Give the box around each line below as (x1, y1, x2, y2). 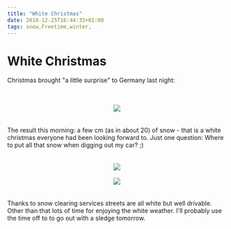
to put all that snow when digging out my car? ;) (7, 141, 144, 150)
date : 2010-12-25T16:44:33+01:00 (7, 17, 104, 24)
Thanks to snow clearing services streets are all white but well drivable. (7, 199, 212, 207)
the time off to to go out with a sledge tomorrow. (7, 214, 146, 223)
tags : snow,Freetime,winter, (7, 23, 92, 30)
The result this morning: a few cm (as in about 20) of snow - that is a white (7, 126, 221, 134)
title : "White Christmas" (7, 10, 82, 17)
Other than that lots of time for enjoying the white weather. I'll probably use (7, 207, 223, 215)
